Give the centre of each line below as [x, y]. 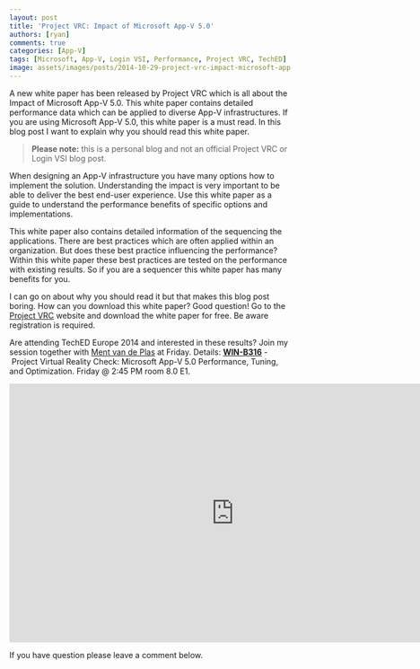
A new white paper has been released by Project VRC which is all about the [149, 93]
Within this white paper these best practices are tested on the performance [148, 260]
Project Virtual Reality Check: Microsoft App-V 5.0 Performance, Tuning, [145, 361]
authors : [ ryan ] [39, 34]
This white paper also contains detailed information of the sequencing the [146, 231]
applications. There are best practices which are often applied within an [142, 241]
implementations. [41, 214]
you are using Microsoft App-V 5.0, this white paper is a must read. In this [145, 121]
